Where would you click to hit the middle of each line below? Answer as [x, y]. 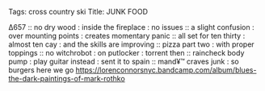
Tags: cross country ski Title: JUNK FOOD [78, 12]
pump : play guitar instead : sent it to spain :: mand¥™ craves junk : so [124, 61]
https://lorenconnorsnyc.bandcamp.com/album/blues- [166, 70]
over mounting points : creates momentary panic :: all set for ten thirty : [127, 36]
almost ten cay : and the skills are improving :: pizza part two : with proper [131, 44]
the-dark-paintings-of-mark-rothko [67, 79]
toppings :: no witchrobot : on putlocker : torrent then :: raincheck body [126, 53]
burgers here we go [41, 70]
